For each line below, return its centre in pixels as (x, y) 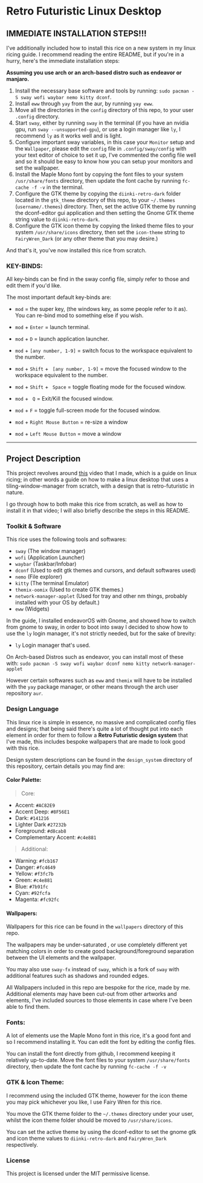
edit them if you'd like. (34, 286)
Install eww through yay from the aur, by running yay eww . (84, 103)
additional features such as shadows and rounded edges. (78, 976)
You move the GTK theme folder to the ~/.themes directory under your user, (100, 1113)
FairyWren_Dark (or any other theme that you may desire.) (86, 238)
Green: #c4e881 (34, 880)
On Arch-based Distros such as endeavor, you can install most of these (95, 657)
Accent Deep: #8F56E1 (42, 811)
